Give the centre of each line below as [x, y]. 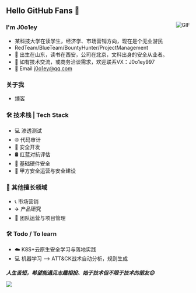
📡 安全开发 [27, 147]
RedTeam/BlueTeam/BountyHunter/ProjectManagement [81, 47]
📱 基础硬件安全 [32, 164]
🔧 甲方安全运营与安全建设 [45, 171]
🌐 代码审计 [27, 140]
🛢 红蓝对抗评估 [32, 154]
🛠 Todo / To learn [32, 233]
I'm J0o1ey [22, 27]
